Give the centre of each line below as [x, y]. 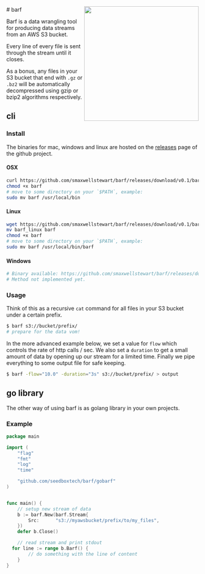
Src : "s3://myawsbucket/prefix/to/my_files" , [94, 520]
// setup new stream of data [54, 509]
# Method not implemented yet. [46, 280]
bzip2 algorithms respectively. [44, 97]
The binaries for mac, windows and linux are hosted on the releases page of [102, 147]
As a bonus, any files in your [42, 71]
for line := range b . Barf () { [50, 549]
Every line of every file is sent [44, 46]
